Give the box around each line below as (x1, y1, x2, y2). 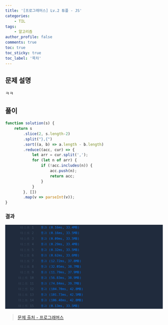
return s (14, 126, 32, 131)
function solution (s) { (5, 121, 55, 126)
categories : (5, 13, 30, 19)
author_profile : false (5, 35, 52, 40)
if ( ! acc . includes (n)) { (40, 163, 93, 168)
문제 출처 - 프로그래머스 (17, 314, 64, 320)
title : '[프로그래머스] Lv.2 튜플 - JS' (5, 8, 82, 13)
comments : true (5, 40, 37, 45)
